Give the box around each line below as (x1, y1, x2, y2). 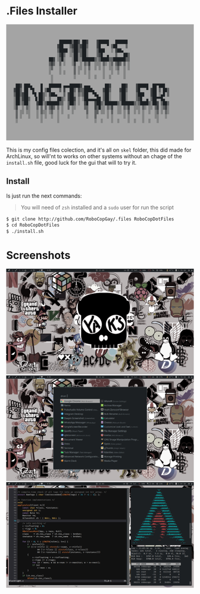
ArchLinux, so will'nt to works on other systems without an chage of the (6, 152, 183, 159)
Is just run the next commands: (6, 192, 82, 199)
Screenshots (6, 249, 71, 262)
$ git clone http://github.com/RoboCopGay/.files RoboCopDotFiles (6, 216, 174, 222)
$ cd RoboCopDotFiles (6, 222, 60, 228)
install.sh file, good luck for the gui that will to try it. (6, 159, 137, 166)
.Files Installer (6, 4, 77, 18)
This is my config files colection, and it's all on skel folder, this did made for (6, 146, 192, 153)
